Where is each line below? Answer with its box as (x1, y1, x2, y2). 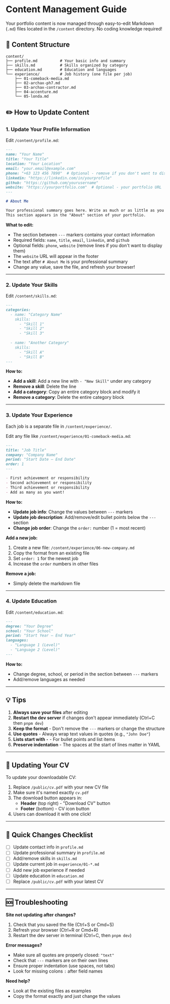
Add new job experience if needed (13, 867, 85, 873)
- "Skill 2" (19, 326, 44, 331)
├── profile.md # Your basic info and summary (6, 58, 126, 63)
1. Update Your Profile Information (6, 126, 90, 133)
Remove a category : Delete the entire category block (13, 394, 124, 400)
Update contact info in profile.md (13, 844, 84, 850)
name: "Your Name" (6, 152, 44, 157)
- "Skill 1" (19, 321, 44, 326)
